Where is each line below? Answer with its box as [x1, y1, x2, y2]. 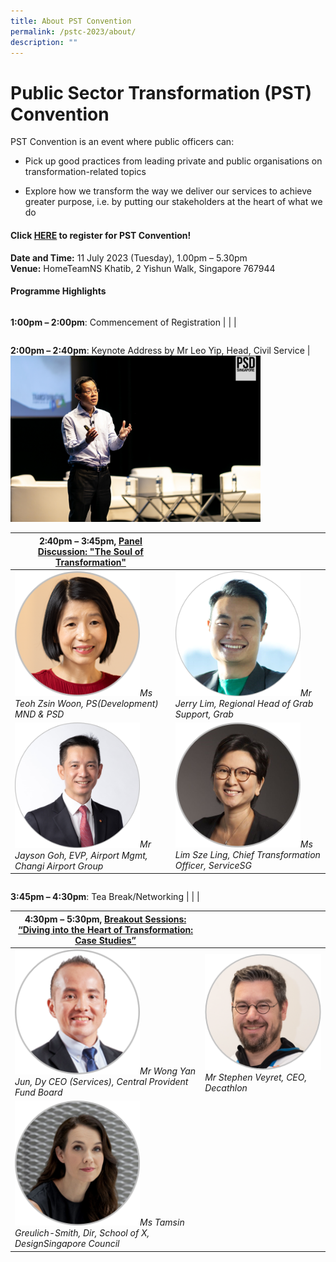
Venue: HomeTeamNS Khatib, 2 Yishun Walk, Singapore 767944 [10, 262, 276, 274]
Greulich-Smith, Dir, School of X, [14, 1227, 150, 1239]
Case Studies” [74, 934, 137, 946]
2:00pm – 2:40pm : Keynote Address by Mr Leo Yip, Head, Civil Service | [10, 344, 311, 356]
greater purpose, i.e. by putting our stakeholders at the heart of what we [24, 196, 323, 208]
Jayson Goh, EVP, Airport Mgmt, [14, 849, 148, 861]
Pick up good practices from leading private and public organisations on [24, 155, 323, 167]
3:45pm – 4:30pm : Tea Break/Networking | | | [10, 891, 200, 903]
